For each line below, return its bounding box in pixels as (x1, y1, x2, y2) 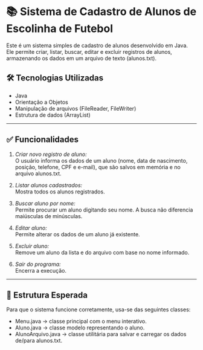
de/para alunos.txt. (14, 337, 62, 345)
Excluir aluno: (14, 242, 50, 250)
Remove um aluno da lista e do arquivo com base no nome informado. (14, 248, 190, 256)
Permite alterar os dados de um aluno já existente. (14, 230, 140, 238)
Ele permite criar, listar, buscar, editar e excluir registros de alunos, (6, 48, 172, 55)
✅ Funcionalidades (6, 134, 79, 145)
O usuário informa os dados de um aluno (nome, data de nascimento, (14, 157, 188, 164)
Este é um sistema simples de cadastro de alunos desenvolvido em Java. (6, 42, 188, 49)
